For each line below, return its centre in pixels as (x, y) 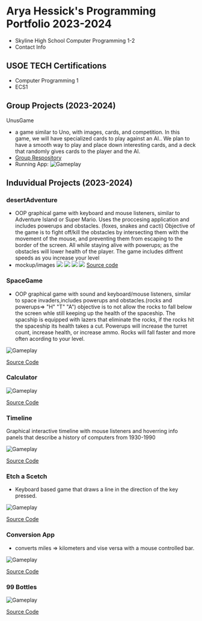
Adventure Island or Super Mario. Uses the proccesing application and (102, 220)
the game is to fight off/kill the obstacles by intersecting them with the (102, 232)
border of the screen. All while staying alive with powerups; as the (96, 245)
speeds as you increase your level (57, 258)
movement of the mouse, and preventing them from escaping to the (99, 239)
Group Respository (38, 157)
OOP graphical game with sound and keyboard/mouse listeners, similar (103, 294)
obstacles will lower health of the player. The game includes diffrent (99, 252)
